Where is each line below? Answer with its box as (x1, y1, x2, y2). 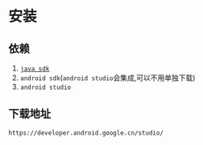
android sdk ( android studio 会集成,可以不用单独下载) (19, 73, 196, 83)
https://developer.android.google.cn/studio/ (8, 129, 164, 137)
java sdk (19, 65, 50, 73)
